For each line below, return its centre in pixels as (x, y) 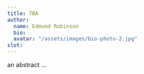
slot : (15, 45)
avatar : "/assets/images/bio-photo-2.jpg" (75, 39)
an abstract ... (27, 65)
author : (18, 20)
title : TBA (23, 13)
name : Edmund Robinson (46, 26)
